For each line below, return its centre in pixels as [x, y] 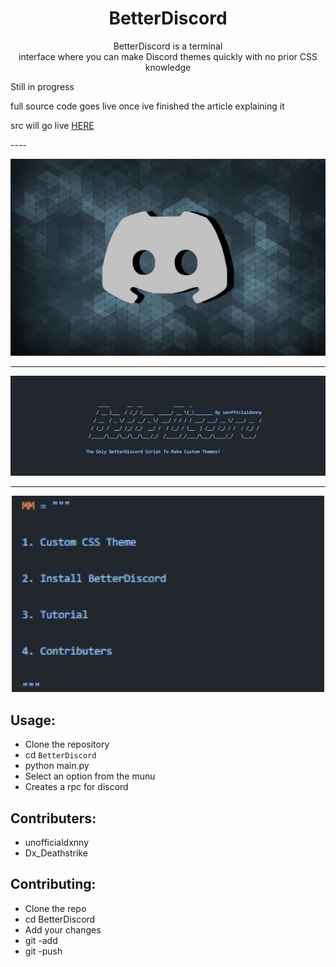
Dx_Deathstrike [56, 853]
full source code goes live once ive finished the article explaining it [147, 106]
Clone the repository [67, 744]
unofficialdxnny [57, 842]
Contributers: [53, 818]
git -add [41, 940]
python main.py [57, 766]
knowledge [168, 67]
